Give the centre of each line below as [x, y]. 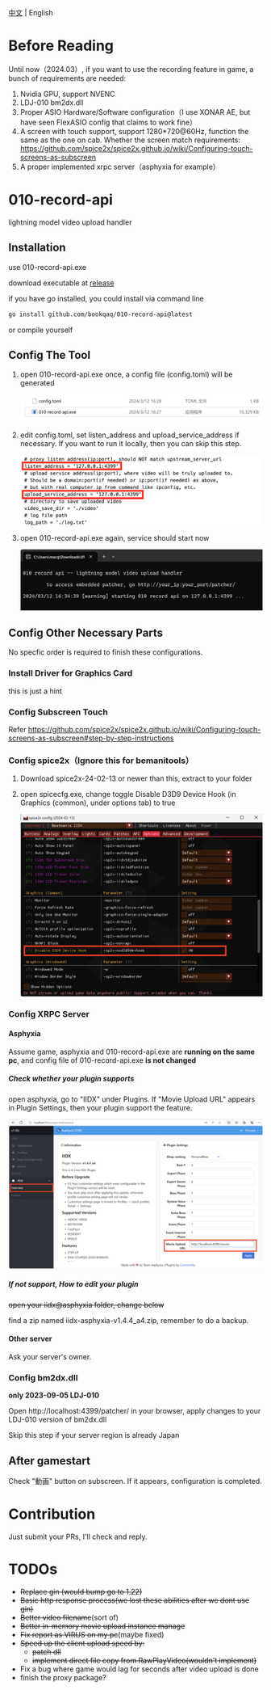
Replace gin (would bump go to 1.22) [81, 1592]
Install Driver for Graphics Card [71, 673]
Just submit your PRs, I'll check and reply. [78, 1537]
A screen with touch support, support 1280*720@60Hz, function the [134, 131]
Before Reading [61, 46]
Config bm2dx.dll [43, 1377]
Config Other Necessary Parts [86, 633]
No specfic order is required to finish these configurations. [106, 652]
